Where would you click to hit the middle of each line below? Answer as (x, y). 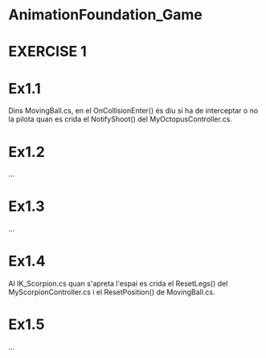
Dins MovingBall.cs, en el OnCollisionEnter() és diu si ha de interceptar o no (133, 111)
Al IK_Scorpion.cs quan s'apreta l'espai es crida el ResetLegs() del (118, 284)
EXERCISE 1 (47, 52)
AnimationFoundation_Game (105, 15)
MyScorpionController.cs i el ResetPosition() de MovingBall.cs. (112, 292)
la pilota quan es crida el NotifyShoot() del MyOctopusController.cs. (121, 119)
